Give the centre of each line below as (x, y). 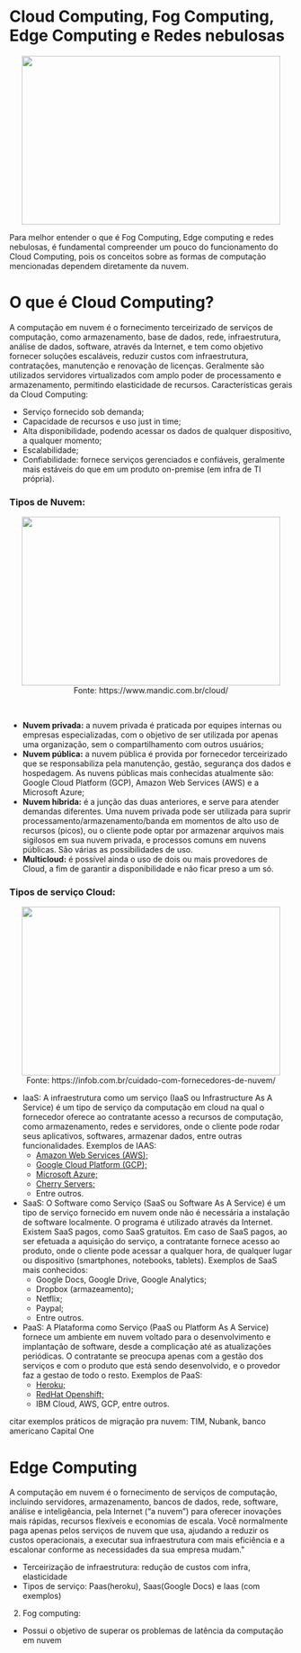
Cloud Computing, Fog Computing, (142, 17)
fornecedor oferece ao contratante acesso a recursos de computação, (153, 1117)
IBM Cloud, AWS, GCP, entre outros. (102, 1404)
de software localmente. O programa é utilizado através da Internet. (147, 1223)
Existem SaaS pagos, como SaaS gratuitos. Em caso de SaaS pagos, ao (155, 1232)
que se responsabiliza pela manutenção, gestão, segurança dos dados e (157, 763)
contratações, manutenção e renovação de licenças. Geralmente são (137, 366)
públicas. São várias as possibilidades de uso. (107, 850)
